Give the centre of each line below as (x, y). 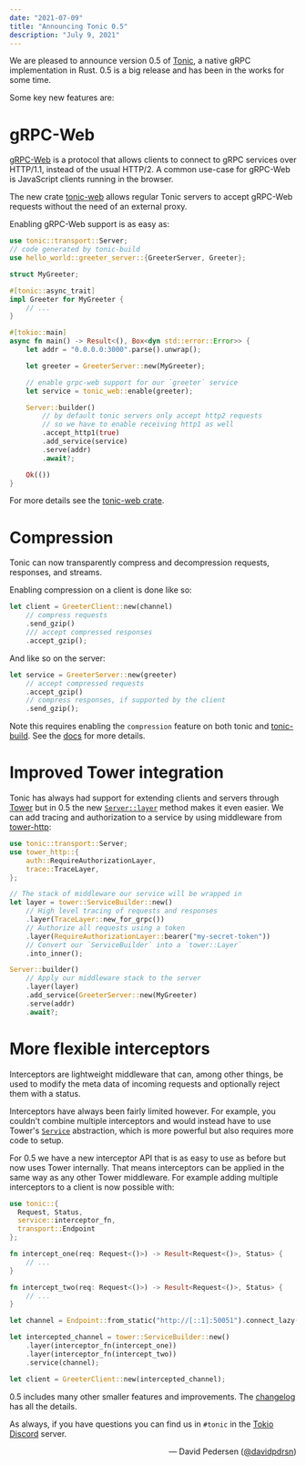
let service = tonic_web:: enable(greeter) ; (110, 391)
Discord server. (38, 1433)
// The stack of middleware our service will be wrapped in (126, 894)
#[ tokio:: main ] (38, 333)
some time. (31, 80)
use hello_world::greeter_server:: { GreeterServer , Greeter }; (128, 258)
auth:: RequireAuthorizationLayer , (91, 861)
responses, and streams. (56, 573)
